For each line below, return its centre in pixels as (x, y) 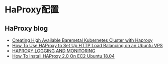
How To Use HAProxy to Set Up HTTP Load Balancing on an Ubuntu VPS (87, 45)
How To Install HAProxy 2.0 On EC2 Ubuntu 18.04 (63, 56)
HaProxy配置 (32, 10)
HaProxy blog (26, 28)
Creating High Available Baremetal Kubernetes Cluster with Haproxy (82, 40)
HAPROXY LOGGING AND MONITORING (54, 51)
